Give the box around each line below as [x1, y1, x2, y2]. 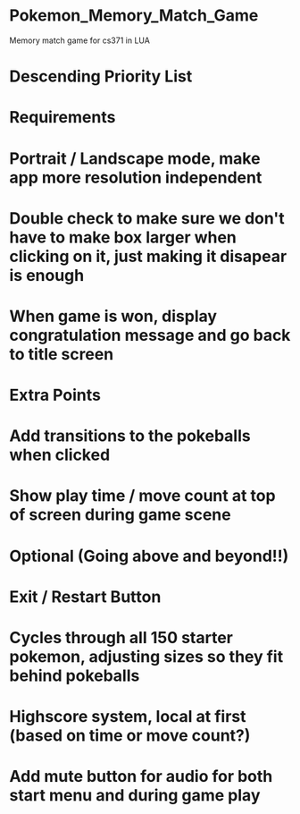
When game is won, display [9, 306, 217, 326]
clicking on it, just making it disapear [9, 246, 287, 267]
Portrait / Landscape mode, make [9, 148, 261, 168]
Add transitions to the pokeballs [9, 426, 252, 446]
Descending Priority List [9, 66, 193, 87]
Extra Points [9, 386, 101, 405]
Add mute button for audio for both [9, 767, 273, 787]
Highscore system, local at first [9, 707, 246, 727]
